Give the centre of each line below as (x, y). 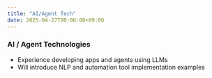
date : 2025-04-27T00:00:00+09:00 (56, 20)
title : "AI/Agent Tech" (42, 14)
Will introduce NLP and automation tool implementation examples (111, 67)
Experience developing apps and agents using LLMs (93, 59)
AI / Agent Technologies (49, 45)
